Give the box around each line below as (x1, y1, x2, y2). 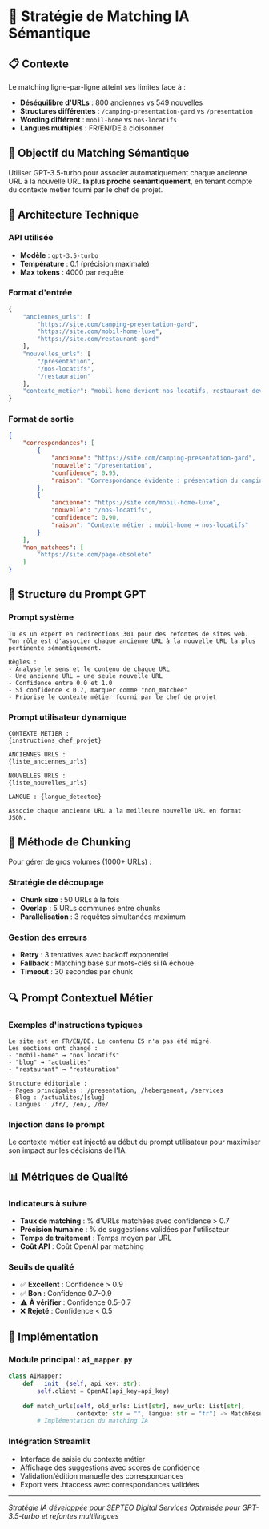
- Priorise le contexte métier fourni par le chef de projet (8, 692, 217, 701)
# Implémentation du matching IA (37, 1417, 149, 1425)
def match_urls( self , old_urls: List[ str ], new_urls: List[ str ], (22, 1402, 246, 1410)
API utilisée (8, 232, 54, 243)
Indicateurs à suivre (8, 1198, 88, 1209)
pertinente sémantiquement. (8, 644, 102, 652)
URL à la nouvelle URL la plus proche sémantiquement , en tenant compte (8, 176, 253, 186)
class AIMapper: (8, 1372, 62, 1380)
